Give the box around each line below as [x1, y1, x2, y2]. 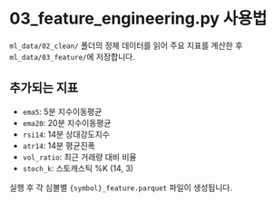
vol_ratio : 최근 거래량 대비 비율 [22, 151, 137, 162]
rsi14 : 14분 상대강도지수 [22, 129, 111, 139]
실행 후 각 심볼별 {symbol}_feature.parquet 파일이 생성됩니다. [9, 182, 233, 193]
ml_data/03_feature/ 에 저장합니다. [9, 51, 136, 62]
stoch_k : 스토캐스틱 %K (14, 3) [22, 162, 134, 173]
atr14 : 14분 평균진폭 [22, 139, 95, 150]
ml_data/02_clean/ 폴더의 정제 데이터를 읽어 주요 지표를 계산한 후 [9, 40, 243, 51]
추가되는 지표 [9, 81, 79, 96]
